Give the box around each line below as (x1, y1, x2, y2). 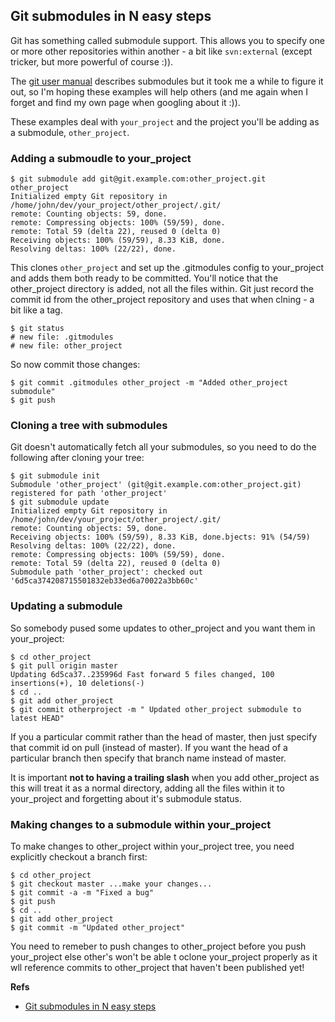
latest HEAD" (10, 713, 65, 723)
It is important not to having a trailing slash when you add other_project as (10, 771, 320, 783)
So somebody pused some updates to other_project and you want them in (10, 622, 316, 634)
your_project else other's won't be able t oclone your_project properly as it (10, 951, 318, 963)
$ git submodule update (10, 497, 110, 508)
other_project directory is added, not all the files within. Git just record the (10, 283, 314, 295)
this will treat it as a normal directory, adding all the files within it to (10, 782, 285, 794)
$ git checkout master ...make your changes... (10, 879, 213, 889)
